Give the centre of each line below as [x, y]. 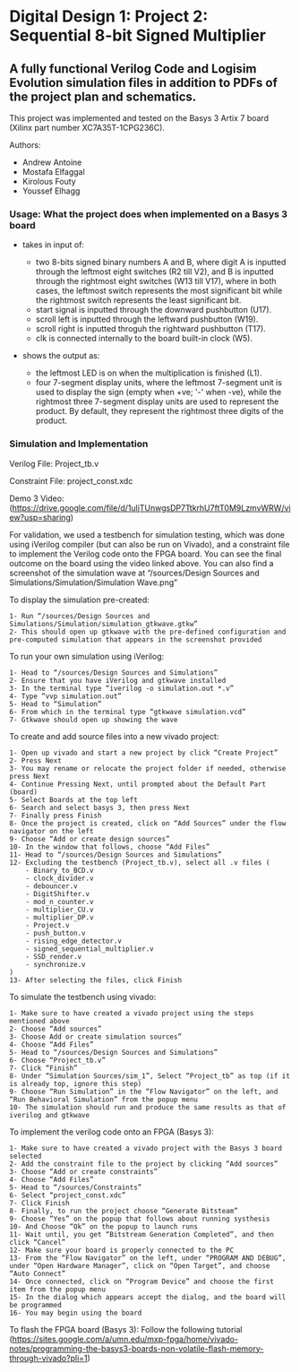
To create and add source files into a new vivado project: [114, 736]
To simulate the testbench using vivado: [83, 997]
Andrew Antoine [52, 162]
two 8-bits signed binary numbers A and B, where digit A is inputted [161, 263]
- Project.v [47, 925]
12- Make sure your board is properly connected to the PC [122, 1250]
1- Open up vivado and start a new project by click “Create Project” [144, 753]
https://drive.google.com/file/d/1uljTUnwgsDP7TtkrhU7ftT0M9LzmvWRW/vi [151, 507]
